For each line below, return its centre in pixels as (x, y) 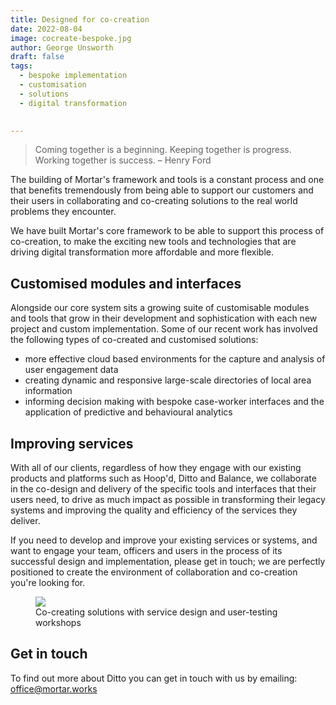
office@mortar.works (54, 688)
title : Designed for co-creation (80, 19)
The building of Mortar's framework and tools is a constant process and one (167, 180)
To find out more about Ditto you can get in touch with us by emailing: (154, 678)
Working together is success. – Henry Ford (123, 160)
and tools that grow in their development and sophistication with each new (164, 318)
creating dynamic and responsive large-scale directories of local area (168, 380)
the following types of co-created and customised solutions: (134, 340)
